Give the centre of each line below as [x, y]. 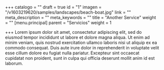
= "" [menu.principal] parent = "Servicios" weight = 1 [58, 23]
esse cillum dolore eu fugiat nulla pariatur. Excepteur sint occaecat [72, 53]
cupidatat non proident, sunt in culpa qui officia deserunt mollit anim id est [80, 58]
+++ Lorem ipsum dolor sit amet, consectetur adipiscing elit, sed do [73, 32]
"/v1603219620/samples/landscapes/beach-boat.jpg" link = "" [68, 12]
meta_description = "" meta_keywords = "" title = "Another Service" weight [81, 17]
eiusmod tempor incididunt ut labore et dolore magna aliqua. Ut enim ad [78, 37]
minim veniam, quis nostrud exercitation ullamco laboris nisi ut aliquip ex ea [81, 43]
